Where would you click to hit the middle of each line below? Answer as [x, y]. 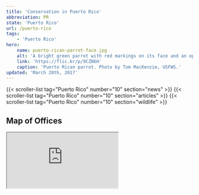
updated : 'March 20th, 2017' [42, 73]
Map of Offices [34, 120]
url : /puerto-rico [29, 28]
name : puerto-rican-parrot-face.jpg [62, 51]
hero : [13, 45]
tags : [13, 34]
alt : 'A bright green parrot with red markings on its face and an [102, 56]
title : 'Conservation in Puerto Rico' [54, 12]
